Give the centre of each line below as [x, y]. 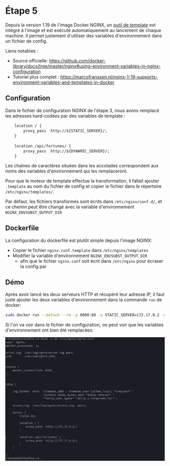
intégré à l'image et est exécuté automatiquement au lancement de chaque [83, 30]
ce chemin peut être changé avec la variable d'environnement [70, 207]
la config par [33, 266]
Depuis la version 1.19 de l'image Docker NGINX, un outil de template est [80, 25]
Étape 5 [22, 11]
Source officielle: [30, 60]
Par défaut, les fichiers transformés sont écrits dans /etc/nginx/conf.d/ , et [83, 201]
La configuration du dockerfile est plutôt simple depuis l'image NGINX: [79, 240]
